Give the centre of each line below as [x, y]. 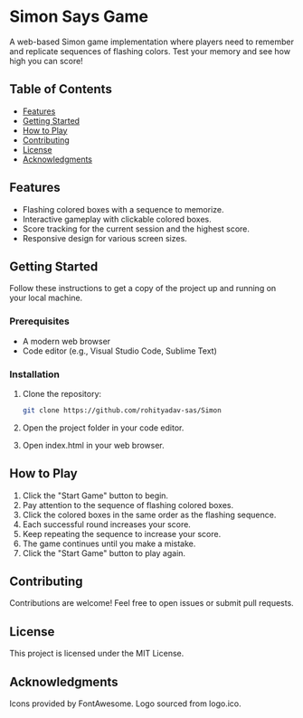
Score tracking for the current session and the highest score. [136, 229]
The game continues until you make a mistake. [109, 543]
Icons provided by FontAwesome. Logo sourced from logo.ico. [125, 704]
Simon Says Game [79, 17]
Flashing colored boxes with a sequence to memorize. [123, 209]
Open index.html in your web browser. [93, 445]
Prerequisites [39, 321]
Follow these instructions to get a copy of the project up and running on [143, 288]
